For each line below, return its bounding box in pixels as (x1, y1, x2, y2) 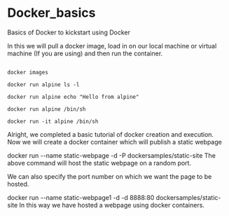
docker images (7, 69, 49, 76)
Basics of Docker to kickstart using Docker (7, 28, 131, 36)
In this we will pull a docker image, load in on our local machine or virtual (7, 41, 217, 50)
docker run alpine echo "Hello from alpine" (7, 93, 139, 100)
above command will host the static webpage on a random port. (7, 158, 191, 167)
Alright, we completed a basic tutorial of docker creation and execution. (7, 130, 214, 138)
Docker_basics (7, 5, 96, 21)
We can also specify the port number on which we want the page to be (7, 172, 212, 180)
